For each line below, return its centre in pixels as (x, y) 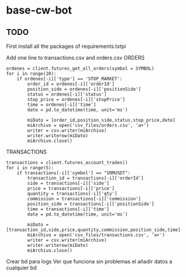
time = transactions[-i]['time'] (68, 209)
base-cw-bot (39, 10)
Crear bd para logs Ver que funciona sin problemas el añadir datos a (89, 261)
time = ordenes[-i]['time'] (62, 105)
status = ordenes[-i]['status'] (67, 94)
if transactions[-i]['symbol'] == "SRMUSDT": (74, 173)
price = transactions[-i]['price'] (71, 188)
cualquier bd (22, 268)
